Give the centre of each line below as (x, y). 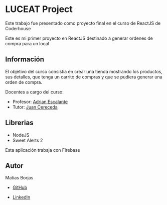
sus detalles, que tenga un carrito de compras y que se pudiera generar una (84, 77)
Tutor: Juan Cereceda (35, 107)
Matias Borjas (19, 178)
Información (25, 60)
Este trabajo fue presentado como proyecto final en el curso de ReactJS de (83, 23)
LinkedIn (21, 197)
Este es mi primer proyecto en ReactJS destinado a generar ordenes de (79, 38)
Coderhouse (18, 28)
